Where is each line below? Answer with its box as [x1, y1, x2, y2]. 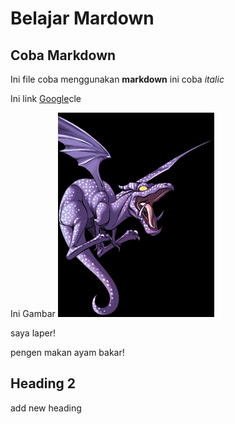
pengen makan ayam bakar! [10, 347, 125, 358]
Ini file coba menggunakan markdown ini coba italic [10, 73, 225, 85]
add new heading [10, 402, 82, 414]
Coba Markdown [10, 47, 117, 64]
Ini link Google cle [10, 93, 82, 104]
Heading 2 [10, 375, 77, 392]
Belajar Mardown [10, 7, 155, 30]
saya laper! [10, 327, 56, 339]
